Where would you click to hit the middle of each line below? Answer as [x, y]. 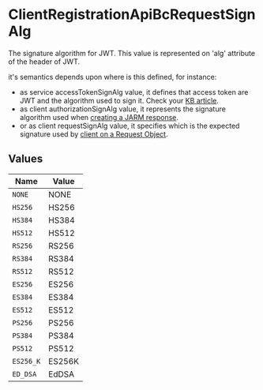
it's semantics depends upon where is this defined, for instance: [113, 77]
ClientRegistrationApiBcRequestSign [132, 15]
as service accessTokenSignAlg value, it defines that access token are [134, 92]
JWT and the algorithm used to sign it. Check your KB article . [119, 100]
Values [26, 159]
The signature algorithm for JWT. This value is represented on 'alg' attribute [131, 53]
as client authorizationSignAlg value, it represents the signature [123, 109]
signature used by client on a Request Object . [94, 134]
